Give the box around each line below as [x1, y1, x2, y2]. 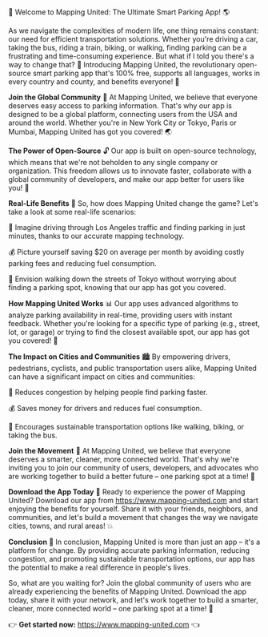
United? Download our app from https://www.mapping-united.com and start [8, 496, 258, 505]
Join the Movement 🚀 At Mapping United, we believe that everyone [8, 446, 231, 455]
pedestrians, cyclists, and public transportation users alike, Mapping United [8, 364, 258, 373]
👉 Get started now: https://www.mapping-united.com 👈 [8, 620, 200, 629]
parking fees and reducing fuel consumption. [8, 259, 158, 268]
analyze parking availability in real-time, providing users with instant [8, 310, 233, 320]
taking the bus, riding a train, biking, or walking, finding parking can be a [8, 43, 247, 52]
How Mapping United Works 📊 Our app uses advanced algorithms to [8, 299, 238, 308]
